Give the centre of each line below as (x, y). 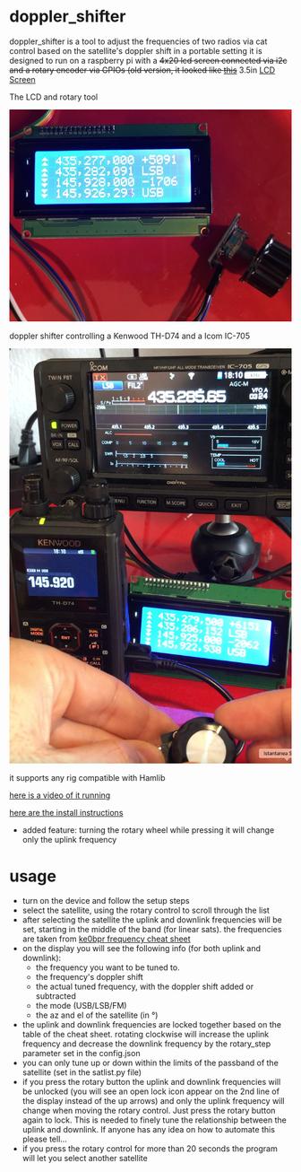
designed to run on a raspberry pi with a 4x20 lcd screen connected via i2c (148, 60)
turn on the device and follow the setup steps (106, 901)
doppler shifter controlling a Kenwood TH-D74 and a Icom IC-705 (130, 336)
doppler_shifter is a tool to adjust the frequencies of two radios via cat (138, 41)
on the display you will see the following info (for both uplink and (142, 949)
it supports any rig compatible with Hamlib (87, 778)
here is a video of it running (60, 795)
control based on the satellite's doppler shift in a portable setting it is (136, 50)
